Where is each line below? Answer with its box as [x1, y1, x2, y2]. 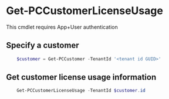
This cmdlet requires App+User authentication [6, 23, 119, 30]
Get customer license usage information [6, 72, 157, 83]
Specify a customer [6, 40, 79, 50]
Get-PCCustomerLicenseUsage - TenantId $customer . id [16, 88, 146, 94]
